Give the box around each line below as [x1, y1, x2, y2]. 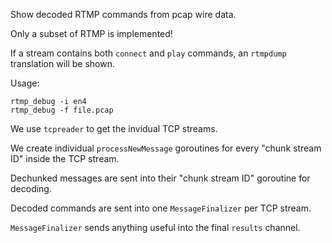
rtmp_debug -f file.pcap [10, 105, 114, 115]
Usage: [10, 77, 40, 89]
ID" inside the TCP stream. [10, 153, 120, 164]
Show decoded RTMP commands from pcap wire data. [10, 9, 237, 20]
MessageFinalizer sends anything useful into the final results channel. [10, 222, 301, 233]
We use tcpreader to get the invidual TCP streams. [10, 123, 218, 134]
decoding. [10, 183, 52, 194]
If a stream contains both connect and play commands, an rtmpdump [10, 47, 287, 59]
